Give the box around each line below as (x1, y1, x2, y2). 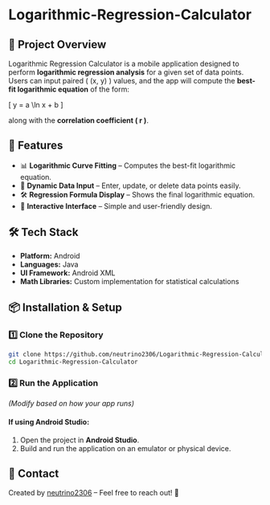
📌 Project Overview (8, 38, 107, 51)
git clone (8, 351, 42, 359)
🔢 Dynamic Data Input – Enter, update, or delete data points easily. (19, 181, 241, 190)
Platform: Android (19, 250, 80, 260)
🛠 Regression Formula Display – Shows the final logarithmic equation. (19, 189, 256, 199)
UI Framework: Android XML (19, 267, 116, 278)
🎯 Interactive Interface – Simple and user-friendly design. (19, 201, 213, 210)
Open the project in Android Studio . (19, 435, 140, 445)
